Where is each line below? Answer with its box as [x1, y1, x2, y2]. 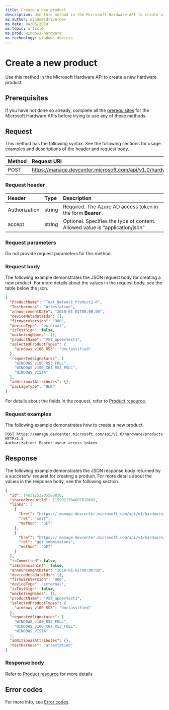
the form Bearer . [62, 209, 104, 216]
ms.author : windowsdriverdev [5, 17, 66, 22]
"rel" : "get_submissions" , [18, 540, 75, 545]
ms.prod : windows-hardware [5, 31, 62, 36]
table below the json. [5, 285, 49, 291]
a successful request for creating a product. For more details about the [5, 472, 152, 479]
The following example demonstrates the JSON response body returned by [5, 467, 161, 474]
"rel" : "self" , [18, 516, 51, 521]
